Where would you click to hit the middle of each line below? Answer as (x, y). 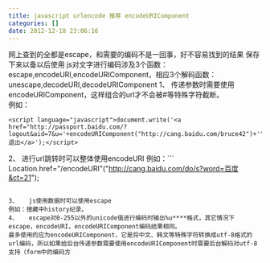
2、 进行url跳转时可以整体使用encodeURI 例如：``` (91, 158)
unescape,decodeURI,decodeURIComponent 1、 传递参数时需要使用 (121, 84)
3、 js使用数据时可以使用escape (60, 201)
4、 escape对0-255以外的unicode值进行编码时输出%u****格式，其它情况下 (122, 218)
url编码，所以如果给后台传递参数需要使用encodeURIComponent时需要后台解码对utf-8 (133, 244)
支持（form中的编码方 (39, 253)
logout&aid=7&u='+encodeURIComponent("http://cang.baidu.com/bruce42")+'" (136, 134)
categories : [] (34, 23)
